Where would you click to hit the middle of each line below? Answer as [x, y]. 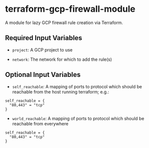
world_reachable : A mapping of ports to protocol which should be [78, 118]
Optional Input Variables [43, 75]
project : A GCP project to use [42, 49]
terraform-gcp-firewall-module [70, 9]
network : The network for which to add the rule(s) [62, 59]
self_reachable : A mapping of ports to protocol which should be [77, 86]
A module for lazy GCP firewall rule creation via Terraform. [64, 23]
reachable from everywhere [40, 123]
